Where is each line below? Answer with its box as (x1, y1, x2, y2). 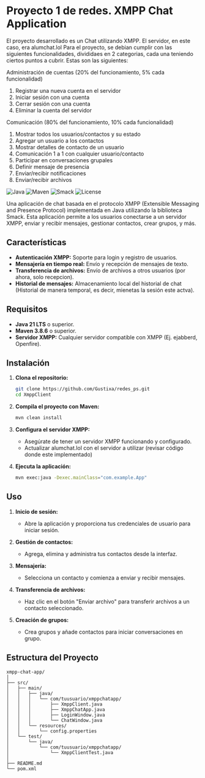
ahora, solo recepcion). (15, 273, 75, 280)
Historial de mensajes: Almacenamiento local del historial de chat (15, 280, 182, 287)
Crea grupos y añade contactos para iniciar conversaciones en (24, 628, 184, 635)
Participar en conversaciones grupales (15, 156, 113, 163)
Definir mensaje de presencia (15, 163, 90, 170)
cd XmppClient (15, 391, 51, 398)
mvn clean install (15, 415, 62, 421)
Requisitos (6, 304, 48, 315)
